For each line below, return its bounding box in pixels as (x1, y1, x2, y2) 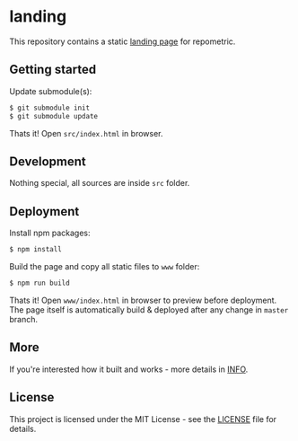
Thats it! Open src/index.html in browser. (9, 128, 163, 138)
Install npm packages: (9, 227, 91, 239)
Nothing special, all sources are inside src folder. (9, 178, 190, 189)
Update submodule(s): (9, 85, 92, 96)
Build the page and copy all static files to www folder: (9, 261, 200, 271)
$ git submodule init (9, 103, 91, 112)
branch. (9, 313, 39, 324)
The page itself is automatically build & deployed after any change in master (9, 304, 289, 315)
